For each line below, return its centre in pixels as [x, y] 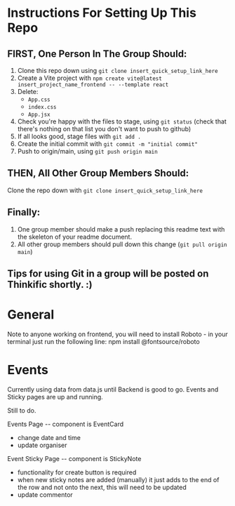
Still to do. [22, 410]
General [31, 315]
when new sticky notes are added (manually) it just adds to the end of [118, 479]
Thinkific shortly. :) [50, 285]
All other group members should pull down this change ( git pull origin [122, 244]
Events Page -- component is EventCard [66, 424]
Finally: [24, 212]
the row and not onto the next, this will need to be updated [102, 487]
